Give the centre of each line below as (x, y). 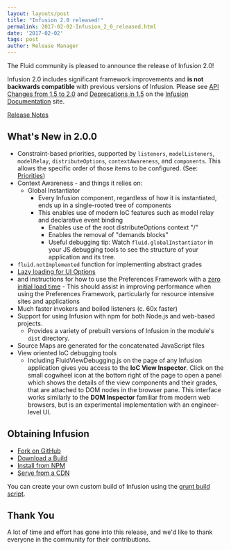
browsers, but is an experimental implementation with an (109, 405)
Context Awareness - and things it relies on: (80, 183)
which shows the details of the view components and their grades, (123, 382)
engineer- (205, 405)
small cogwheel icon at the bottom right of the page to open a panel (125, 375)
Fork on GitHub (39, 451)
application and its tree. (82, 257)
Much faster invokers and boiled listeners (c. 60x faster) (97, 308)
